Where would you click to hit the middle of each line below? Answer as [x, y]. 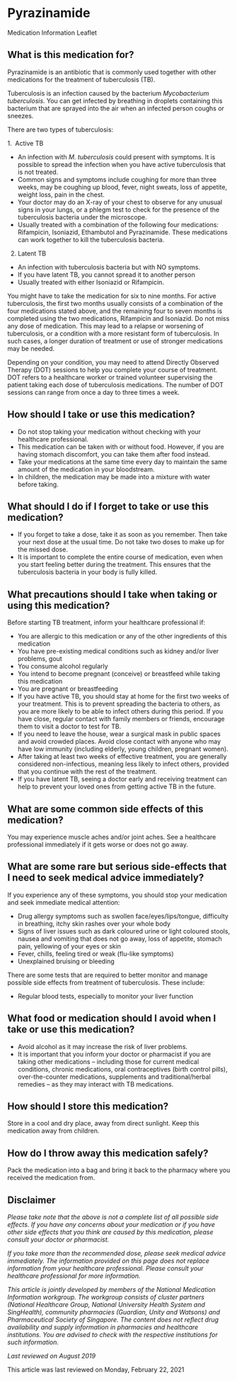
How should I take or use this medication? [102, 414]
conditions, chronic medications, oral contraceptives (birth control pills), [122, 1069]
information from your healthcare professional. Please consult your [105, 1268]
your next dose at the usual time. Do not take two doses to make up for [121, 542]
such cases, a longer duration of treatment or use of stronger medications [115, 340]
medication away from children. [53, 1131]
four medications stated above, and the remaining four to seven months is [115, 311]
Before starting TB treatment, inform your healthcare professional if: [106, 623]
